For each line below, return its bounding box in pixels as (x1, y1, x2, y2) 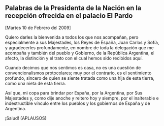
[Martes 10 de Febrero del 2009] (5, 25, 71, 31)
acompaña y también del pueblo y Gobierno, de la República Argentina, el (5, 50, 155, 56)
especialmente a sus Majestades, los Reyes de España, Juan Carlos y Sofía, (5, 39, 159, 45)
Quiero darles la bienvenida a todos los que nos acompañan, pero (5, 34, 139, 40)
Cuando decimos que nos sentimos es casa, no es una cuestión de (5, 64, 141, 70)
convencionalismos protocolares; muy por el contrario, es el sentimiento (5, 70, 152, 76)
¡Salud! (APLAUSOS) (5, 115, 47, 121)
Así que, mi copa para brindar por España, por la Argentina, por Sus (5, 90, 143, 95)
